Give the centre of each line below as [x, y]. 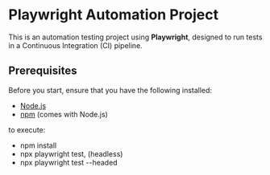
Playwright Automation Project [114, 15]
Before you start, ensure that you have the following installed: [110, 90]
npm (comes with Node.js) [64, 114]
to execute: [27, 129]
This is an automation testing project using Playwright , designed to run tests [135, 37]
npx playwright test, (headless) [71, 153]
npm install [38, 145]
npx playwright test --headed [69, 162]
